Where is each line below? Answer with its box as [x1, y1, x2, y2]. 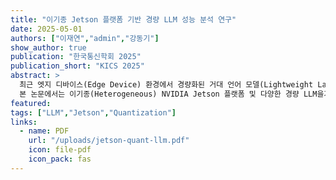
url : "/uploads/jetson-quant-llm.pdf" [28, 136, 190, 146]
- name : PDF [19, 126, 70, 136]
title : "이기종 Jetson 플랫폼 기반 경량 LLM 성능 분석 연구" [10, 14, 237, 25]
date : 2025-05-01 [10, 24, 83, 34]
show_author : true [10, 42, 87, 53]
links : [10, 117, 38, 127]
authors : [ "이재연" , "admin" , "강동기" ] [10, 33, 160, 43]
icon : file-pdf [28, 145, 92, 155]
